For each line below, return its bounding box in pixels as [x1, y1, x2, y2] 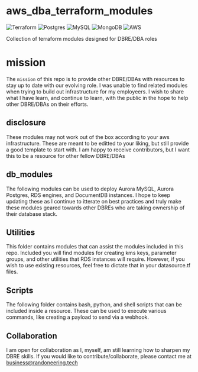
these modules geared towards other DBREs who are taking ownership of [6, 204, 185, 211]
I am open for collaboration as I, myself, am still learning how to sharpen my [6, 346, 190, 353]
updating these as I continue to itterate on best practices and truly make [6, 198, 181, 205]
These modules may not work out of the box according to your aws [6, 133, 170, 140]
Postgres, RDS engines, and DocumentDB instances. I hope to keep [6, 191, 170, 199]
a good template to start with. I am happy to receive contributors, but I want [6, 146, 190, 153]
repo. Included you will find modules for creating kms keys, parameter [6, 250, 177, 257]
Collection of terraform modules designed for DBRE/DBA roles [6, 35, 158, 42]
